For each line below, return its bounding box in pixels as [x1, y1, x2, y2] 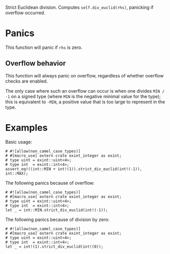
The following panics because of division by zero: [5, 216, 109, 222]
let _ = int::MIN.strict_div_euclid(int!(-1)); [5, 207, 108, 213]
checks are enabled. [5, 78, 48, 84]
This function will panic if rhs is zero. [5, 44, 82, 50]
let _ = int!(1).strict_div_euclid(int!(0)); [5, 244, 103, 249]
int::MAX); [5, 171, 29, 176]
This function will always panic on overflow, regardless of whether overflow [5, 72, 164, 78]
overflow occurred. [5, 10, 46, 16]
